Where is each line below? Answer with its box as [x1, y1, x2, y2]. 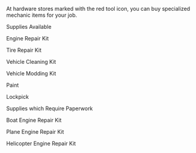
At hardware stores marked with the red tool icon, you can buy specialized [6, 5, 191, 12]
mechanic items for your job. [6, 11, 77, 19]
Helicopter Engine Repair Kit [6, 140, 76, 147]
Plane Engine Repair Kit [6, 128, 64, 135]
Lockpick [6, 93, 29, 100]
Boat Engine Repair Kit [6, 117, 62, 123]
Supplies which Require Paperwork [6, 105, 93, 112]
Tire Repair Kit [6, 46, 42, 54]
